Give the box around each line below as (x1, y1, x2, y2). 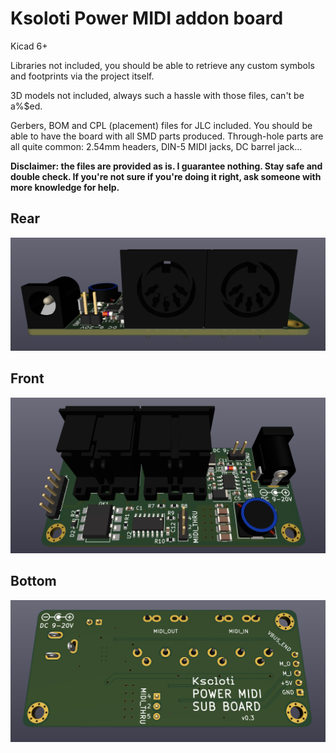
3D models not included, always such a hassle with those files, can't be (10, 89, 305, 101)
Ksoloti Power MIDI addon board (10, 7, 284, 30)
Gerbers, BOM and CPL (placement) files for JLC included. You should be (10, 119, 313, 131)
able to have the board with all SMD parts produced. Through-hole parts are (10, 130, 324, 142)
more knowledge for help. (10, 181, 120, 193)
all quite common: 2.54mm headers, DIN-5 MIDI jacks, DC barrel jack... (10, 140, 303, 152)
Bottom (10, 573, 57, 590)
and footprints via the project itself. (10, 70, 155, 82)
